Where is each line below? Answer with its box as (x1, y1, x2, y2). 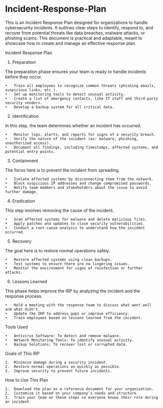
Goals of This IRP (5, 350, 40, 356)
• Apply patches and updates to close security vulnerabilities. (5, 221, 145, 226)
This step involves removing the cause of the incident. (5, 207, 114, 213)
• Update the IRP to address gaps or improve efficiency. (5, 311, 130, 316)
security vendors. (5, 100, 42, 105)
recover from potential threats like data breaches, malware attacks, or (5, 30, 145, 36)
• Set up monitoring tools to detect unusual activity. (5, 92, 125, 97)
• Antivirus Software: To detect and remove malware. (5, 333, 121, 338)
